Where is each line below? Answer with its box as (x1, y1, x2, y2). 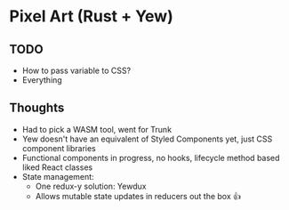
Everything (21, 75, 62, 85)
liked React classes (21, 162, 93, 173)
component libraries (21, 142, 96, 153)
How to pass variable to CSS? (21, 65, 132, 76)
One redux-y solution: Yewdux (35, 181, 147, 191)
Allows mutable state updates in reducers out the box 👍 (35, 190, 242, 201)
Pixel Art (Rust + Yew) (9, 6, 173, 27)
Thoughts (9, 101, 65, 116)
